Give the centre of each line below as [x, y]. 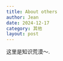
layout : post [22, 34]
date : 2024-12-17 [28, 23]
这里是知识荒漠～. [28, 52]
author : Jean [22, 17]
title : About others [32, 12]
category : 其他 [24, 28]
